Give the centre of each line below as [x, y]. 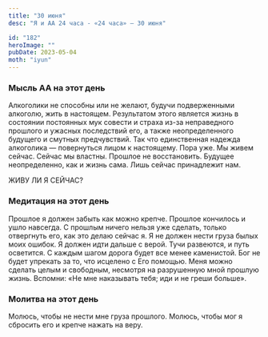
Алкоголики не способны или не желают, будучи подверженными [121, 106]
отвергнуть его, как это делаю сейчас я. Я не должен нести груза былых [133, 235]
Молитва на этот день [54, 299]
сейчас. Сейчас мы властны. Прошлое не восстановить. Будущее [121, 156]
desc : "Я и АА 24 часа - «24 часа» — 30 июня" [87, 23]
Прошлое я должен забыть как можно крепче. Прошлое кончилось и [127, 219]
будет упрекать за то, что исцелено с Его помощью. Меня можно [121, 261]
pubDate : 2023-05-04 [43, 53]
